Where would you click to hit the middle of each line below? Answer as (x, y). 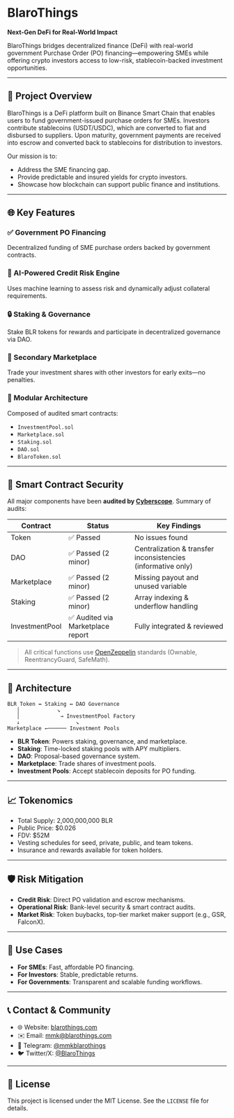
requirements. (27, 296)
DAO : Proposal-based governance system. (79, 756)
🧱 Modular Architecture (48, 398)
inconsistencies (160, 558)
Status (98, 526)
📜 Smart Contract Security (65, 485)
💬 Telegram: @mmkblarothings (62, 1045)
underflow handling (166, 606)
